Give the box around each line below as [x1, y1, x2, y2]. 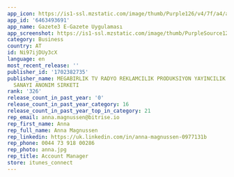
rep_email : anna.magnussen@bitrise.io [7, 114, 120, 121]
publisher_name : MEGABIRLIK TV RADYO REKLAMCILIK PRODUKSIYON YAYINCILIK [7, 75, 226, 82]
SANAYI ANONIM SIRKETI [13, 82, 79, 88]
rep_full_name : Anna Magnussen [7, 127, 98, 134]
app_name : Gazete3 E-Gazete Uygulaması [7, 23, 123, 30]
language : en [7, 56, 45, 63]
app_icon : [7, 10, 36, 17]
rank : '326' [7, 88, 42, 95]
